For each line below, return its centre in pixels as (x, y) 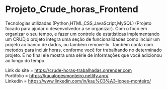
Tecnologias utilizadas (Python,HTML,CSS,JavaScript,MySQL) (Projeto (78, 23)
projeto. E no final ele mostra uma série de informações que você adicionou (84, 55)
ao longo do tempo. (25, 60)
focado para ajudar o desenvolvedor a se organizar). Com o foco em (76, 28)
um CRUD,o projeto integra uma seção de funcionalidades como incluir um (82, 39)
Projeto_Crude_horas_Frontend (72, 9)
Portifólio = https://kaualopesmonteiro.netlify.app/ (57, 75)
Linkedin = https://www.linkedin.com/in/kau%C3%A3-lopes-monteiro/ (78, 81)
